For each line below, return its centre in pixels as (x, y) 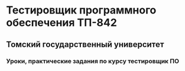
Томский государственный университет (85, 44)
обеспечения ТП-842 (61, 23)
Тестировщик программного (81, 10)
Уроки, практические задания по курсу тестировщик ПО (92, 61)
